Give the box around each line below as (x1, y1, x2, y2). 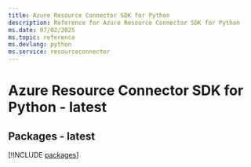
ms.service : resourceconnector (8, 48, 111, 56)
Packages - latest (8, 129, 96, 143)
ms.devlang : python (8, 41, 72, 49)
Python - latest (8, 99, 107, 116)
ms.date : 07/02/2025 (8, 26, 76, 34)
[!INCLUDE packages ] (8, 151, 79, 159)
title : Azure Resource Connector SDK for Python (8, 11, 170, 20)
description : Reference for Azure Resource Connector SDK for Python (8, 19, 241, 27)
